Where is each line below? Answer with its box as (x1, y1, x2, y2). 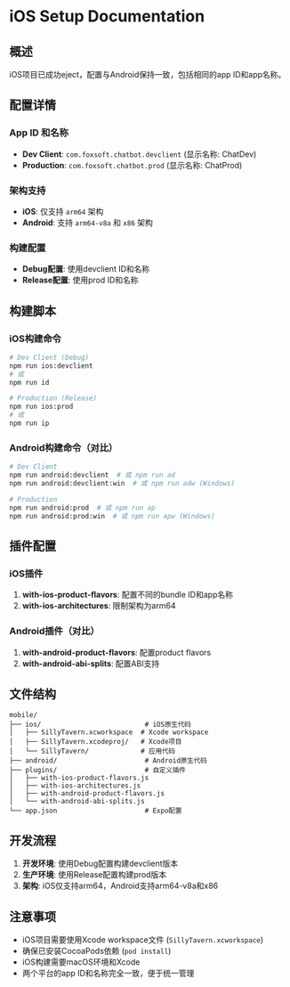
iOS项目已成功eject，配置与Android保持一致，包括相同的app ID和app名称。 (9, 69, 286, 79)
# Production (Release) (9, 394, 98, 403)
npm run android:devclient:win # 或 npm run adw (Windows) (9, 479, 236, 488)
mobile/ (9, 711, 38, 720)
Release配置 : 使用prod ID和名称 (21, 274, 140, 286)
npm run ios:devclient (9, 361, 93, 371)
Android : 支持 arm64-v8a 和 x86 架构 (21, 216, 154, 228)
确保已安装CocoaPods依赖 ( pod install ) (21, 945, 172, 956)
